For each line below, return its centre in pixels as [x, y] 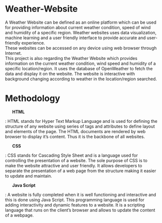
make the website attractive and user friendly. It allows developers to [74, 165]
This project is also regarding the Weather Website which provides [71, 58]
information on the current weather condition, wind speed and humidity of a [81, 63]
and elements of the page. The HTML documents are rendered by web [75, 131]
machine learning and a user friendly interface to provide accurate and [75, 38]
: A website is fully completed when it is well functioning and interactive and [81, 194]
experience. [33, 43]
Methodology [33, 98]
